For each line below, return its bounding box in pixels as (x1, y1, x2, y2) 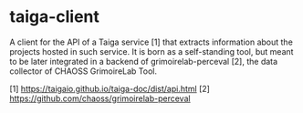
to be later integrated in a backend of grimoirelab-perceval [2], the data (9, 56, 278, 67)
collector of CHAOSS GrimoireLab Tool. (9, 66, 158, 77)
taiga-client (9, 6, 100, 27)
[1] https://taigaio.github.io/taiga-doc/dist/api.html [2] (9, 83, 210, 94)
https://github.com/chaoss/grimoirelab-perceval (9, 93, 191, 104)
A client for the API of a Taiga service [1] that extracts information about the (9, 36, 294, 47)
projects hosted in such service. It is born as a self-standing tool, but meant (9, 46, 294, 56)
